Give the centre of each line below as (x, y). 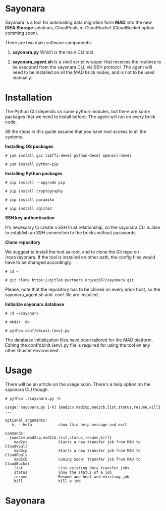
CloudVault (16, 446)
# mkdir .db (17, 322)
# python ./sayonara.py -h (33, 398)
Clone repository (23, 242)
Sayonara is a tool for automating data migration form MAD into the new (79, 22)
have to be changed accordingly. (39, 262)
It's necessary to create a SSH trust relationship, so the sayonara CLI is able (83, 227)
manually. (22, 77)
